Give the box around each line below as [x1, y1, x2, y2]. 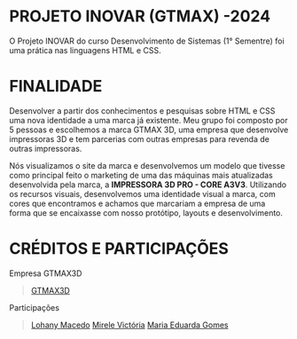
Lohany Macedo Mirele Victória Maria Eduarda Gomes [30, 319, 229, 330]
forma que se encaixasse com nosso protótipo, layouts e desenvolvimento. [9, 207, 284, 218]
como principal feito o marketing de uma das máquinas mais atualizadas [9, 169, 273, 180]
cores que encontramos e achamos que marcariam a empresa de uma [9, 198, 266, 209]
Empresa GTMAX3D [9, 268, 82, 279]
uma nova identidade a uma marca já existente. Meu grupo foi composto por [9, 114, 288, 125]
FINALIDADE [9, 76, 103, 97]
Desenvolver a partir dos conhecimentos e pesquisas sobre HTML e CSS [9, 105, 276, 116]
